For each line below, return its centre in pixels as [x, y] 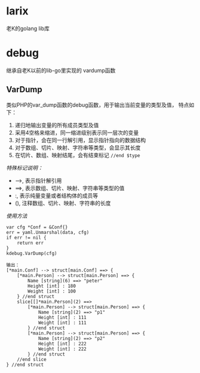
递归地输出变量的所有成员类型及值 [57, 125]
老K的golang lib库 [28, 28]
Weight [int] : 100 [52, 291]
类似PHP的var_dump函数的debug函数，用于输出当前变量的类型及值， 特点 [98, 105]
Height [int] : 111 [62, 317]
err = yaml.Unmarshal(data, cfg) [48, 232]
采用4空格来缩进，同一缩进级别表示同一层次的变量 [77, 133]
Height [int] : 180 [52, 286]
